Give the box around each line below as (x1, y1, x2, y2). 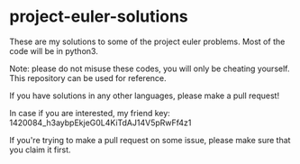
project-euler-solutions (9, 6, 189, 27)
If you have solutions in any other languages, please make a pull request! (9, 90, 280, 101)
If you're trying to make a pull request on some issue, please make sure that (9, 134, 291, 145)
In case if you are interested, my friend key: (9, 107, 171, 118)
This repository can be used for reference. (9, 72, 167, 83)
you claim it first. (9, 144, 71, 155)
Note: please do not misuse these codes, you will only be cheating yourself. (9, 63, 290, 74)
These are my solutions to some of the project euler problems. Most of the (9, 36, 286, 47)
